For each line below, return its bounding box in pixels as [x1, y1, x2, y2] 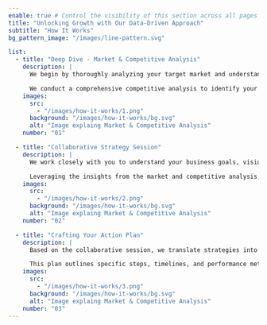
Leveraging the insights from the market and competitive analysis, [29, 172, 261, 180]
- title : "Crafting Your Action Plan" [15, 231, 145, 239]
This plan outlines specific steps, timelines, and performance [29, 260, 247, 269]
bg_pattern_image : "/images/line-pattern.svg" [8, 33, 165, 42]
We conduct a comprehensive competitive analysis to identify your [29, 84, 258, 92]
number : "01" [22, 129, 66, 137]
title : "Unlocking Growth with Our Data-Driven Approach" [8, 19, 204, 27]
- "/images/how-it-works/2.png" [37, 195, 145, 203]
